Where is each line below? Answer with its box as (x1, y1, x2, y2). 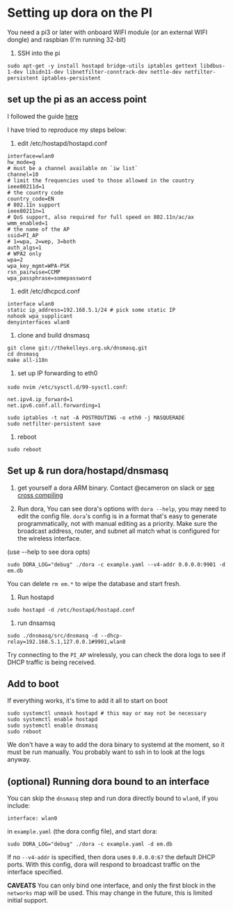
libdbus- (200, 62, 226, 69)
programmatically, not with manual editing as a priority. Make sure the (17, 519, 218, 527)
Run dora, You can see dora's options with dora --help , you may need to (17, 504, 227, 513)
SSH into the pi (17, 49, 61, 57)
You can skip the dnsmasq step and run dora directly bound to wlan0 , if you (7, 794, 218, 803)
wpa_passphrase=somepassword (7, 274, 92, 282)
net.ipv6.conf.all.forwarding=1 (7, 402, 101, 409)
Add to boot (7, 678, 59, 690)
